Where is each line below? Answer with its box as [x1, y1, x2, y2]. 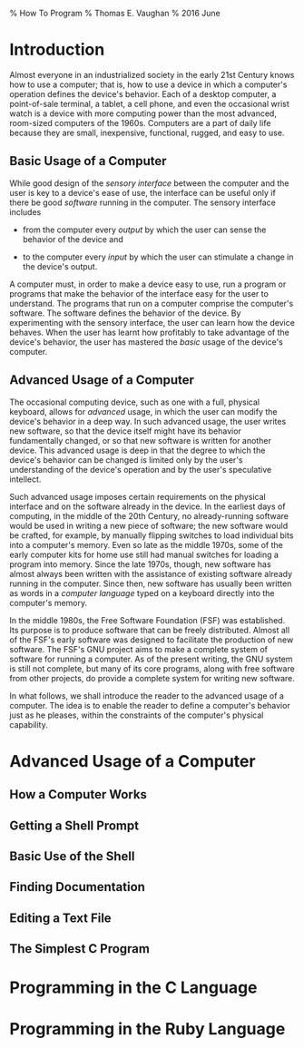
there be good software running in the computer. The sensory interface [9, 197, 277, 208]
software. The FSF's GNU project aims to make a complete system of [9, 643, 268, 654]
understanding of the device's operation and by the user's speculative [9, 464, 272, 475]
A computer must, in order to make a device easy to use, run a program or [9, 279, 287, 289]
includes [9, 206, 42, 217]
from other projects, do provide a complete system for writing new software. [9, 672, 295, 683]
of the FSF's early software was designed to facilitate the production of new [9, 634, 294, 645]
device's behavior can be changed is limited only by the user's [9, 454, 243, 465]
